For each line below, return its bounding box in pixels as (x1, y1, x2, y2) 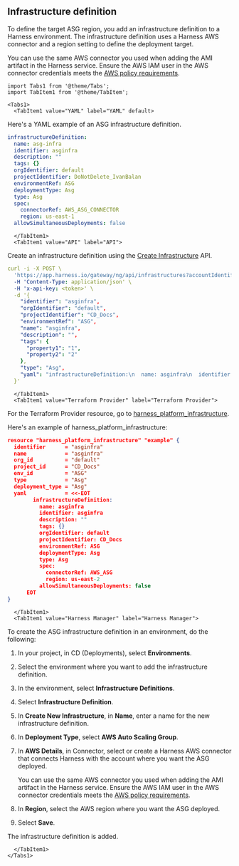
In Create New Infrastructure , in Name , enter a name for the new (17, 711, 210, 720)
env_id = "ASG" (14, 470, 87, 477)
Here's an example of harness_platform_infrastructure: (7, 423, 168, 432)
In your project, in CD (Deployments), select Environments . (17, 648, 192, 657)
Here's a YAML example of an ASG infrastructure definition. (7, 120, 181, 128)
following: (7, 635, 36, 643)
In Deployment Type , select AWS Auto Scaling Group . (17, 733, 179, 741)
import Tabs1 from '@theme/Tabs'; (7, 82, 110, 90)
